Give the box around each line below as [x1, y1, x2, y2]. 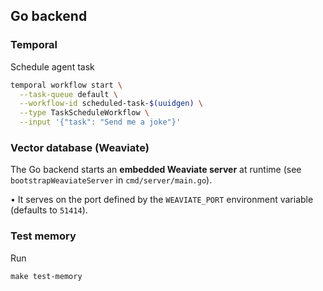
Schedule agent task [10, 60, 95, 73]
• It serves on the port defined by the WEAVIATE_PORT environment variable [10, 194, 314, 206]
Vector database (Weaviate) [10, 140, 150, 154]
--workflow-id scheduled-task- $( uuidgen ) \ [19, 99, 203, 109]
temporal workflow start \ [10, 80, 123, 90]
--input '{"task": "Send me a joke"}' [19, 117, 182, 128]
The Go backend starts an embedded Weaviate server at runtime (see [10, 164, 302, 176]
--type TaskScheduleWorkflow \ [19, 108, 150, 118]
